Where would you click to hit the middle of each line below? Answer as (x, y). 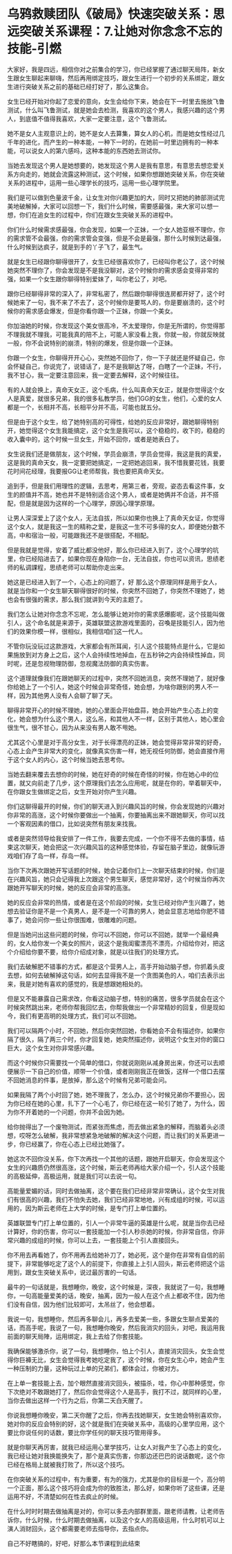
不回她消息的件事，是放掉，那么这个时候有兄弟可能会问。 (89, 1080)
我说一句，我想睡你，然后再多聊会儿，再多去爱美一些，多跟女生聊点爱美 (110, 1319)
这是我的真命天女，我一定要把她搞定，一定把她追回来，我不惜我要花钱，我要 (116, 462)
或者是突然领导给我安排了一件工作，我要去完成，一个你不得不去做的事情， (113, 838)
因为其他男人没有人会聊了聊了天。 (67, 695)
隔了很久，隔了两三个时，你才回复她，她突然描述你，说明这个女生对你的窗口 (116, 1039)
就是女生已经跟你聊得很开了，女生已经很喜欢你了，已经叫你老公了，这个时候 (116, 261)
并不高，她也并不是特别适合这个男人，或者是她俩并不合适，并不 (122, 494)
